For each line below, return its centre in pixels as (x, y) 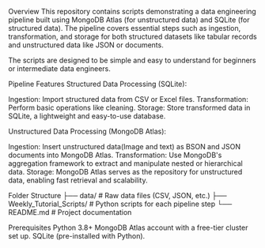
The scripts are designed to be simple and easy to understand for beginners (132, 60)
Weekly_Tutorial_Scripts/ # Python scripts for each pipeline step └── (120, 204)
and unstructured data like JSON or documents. (86, 45)
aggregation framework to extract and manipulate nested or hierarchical (125, 163)
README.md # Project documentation (70, 212)
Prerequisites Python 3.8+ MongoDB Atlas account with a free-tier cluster (128, 227)
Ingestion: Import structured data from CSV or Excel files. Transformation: (129, 99)
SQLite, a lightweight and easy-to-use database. (87, 116)
